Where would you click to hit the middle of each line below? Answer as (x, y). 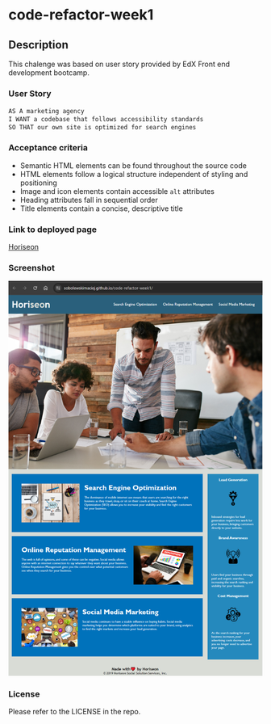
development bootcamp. (49, 73)
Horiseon (23, 246)
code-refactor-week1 (81, 15)
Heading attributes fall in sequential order (89, 200)
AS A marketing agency (46, 112)
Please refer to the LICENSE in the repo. (75, 712)
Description (38, 45)
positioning (39, 183)
